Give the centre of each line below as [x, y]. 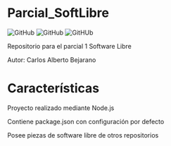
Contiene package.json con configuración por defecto [86, 121]
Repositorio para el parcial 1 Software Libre [70, 46]
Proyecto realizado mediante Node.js [61, 108]
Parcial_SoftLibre [58, 13]
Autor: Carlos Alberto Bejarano [52, 60]
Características [53, 89]
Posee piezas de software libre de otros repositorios [83, 135]
